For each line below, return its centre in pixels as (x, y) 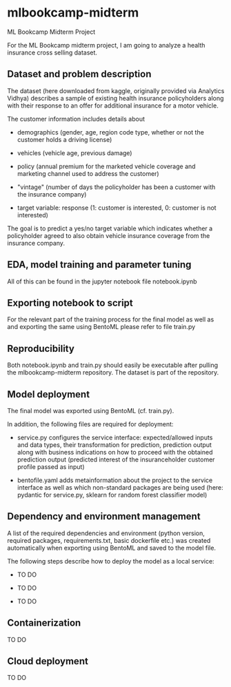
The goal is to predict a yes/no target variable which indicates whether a (110, 228)
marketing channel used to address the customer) (88, 173)
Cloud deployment (48, 661)
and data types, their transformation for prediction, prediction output (114, 445)
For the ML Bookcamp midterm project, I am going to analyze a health (106, 45)
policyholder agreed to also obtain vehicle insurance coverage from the (109, 235)
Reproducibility (41, 349)
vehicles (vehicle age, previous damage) (74, 152)
